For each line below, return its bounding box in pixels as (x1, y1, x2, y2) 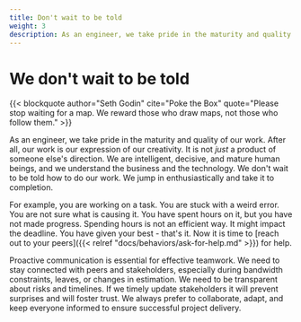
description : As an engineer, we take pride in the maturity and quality (9, 30, 292, 39)
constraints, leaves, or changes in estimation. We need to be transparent (9, 274, 279, 285)
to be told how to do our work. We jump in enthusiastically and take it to (9, 172, 275, 184)
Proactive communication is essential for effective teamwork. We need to (9, 255, 280, 265)
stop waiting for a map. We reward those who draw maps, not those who (9, 108, 279, 118)
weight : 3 (9, 22, 47, 30)
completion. (9, 182, 54, 193)
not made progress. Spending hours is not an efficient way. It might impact (9, 219, 286, 230)
